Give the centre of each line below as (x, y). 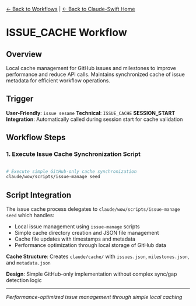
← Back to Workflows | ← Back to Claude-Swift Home (71, 9)
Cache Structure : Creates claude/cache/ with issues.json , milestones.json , (98, 256)
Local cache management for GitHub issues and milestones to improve (91, 68)
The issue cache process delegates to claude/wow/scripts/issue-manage (93, 209)
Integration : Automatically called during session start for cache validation (94, 119)
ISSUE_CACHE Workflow (66, 33)
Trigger (20, 99)
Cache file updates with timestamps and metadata (75, 239)
